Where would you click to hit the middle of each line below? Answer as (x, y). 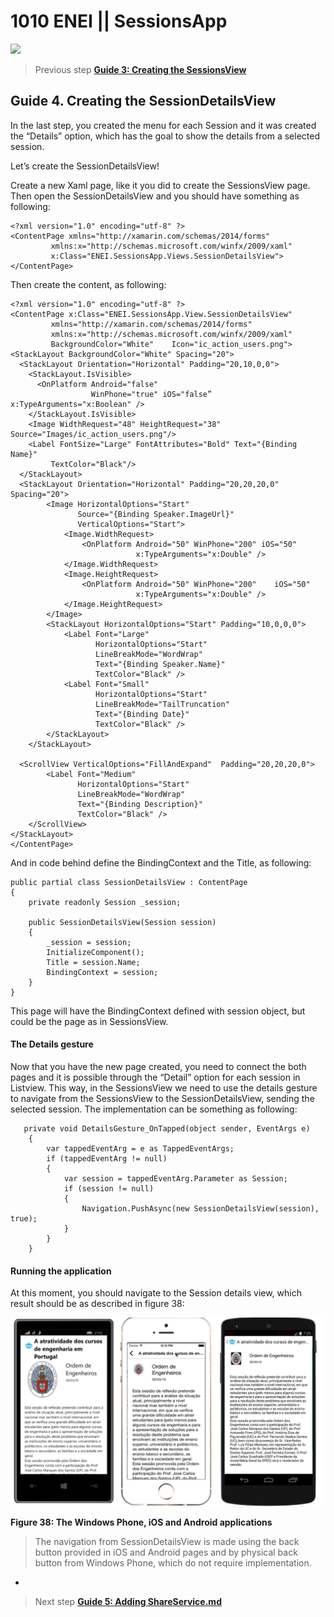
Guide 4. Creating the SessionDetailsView (143, 101)
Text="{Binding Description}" (140, 804)
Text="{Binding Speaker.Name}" (160, 664)
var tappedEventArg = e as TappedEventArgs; (140, 1148)
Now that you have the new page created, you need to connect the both (158, 1066)
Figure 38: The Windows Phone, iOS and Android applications (141, 1522)
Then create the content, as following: (88, 284)
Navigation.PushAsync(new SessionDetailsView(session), (200, 1208)
